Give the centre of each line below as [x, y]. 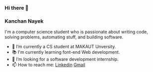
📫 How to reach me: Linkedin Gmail [48, 65]
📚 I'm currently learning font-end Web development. [66, 52]
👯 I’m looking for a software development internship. [65, 59]
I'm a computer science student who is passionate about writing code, [76, 32]
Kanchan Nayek [24, 21]
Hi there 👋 [17, 8]
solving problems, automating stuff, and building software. [64, 37]
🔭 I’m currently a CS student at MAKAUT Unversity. [64, 47]
